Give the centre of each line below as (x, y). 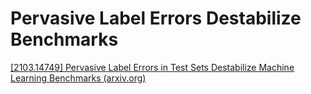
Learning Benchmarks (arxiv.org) (78, 78)
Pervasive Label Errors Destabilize (156, 18)
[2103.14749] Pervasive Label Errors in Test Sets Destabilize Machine (152, 67)
